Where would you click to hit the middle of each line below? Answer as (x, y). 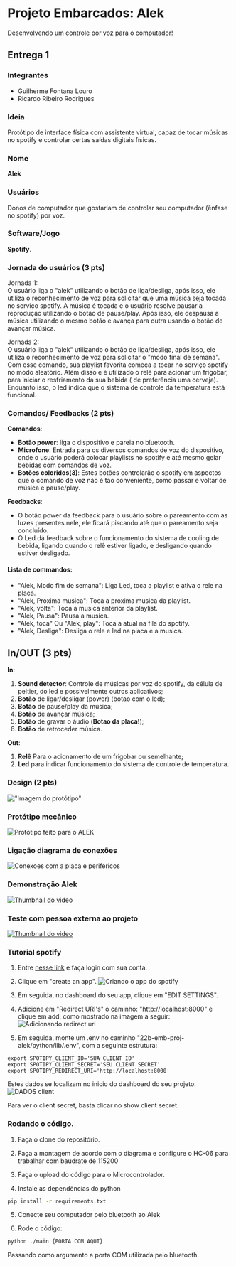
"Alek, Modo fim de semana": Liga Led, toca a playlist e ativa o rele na (120, 585)
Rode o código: (40, 1228)
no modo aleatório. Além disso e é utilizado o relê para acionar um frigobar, (118, 372)
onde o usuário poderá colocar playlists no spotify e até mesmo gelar (119, 458)
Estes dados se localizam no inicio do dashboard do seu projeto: (102, 1084)
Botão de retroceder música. (60, 729)
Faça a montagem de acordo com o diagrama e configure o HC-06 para (123, 1153)
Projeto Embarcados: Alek (86, 13)
